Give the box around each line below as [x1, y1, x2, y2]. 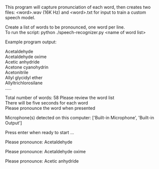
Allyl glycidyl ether [5, 75, 43, 80]
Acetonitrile [5, 69, 29, 75]
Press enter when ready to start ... [5, 130, 74, 135]
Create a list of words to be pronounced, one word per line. [5, 24, 125, 30]
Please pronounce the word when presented [5, 105, 95, 111]
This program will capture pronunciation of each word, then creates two [5, 4, 151, 10]
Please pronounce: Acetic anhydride [5, 158, 79, 164]
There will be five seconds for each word [5, 100, 89, 105]
